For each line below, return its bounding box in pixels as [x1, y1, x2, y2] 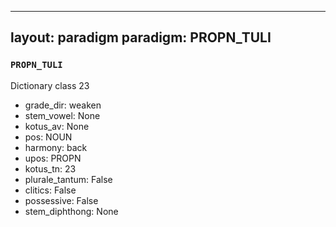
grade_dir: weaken [24, 99, 102, 111]
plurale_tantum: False [24, 173, 113, 185]
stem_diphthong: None [24, 205, 119, 217]
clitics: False [24, 184, 77, 196]
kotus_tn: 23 [24, 162, 77, 175]
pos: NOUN [24, 131, 73, 143]
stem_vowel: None [24, 109, 101, 121]
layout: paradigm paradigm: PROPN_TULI [10, 29, 272, 46]
